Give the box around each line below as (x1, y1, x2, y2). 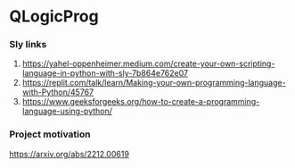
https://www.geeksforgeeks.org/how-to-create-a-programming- (21, 97, 260, 107)
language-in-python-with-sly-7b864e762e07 (21, 68, 189, 79)
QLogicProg (9, 6, 100, 27)
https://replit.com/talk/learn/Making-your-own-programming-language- (21, 78, 287, 88)
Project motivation (9, 128, 91, 140)
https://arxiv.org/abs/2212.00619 (9, 148, 129, 159)
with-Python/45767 (21, 87, 94, 97)
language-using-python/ (21, 105, 113, 117)
